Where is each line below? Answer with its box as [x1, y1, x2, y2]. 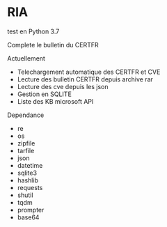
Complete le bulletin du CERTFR [7, 40, 99, 49]
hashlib [17, 175, 38, 185]
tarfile [17, 146, 35, 155]
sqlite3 [17, 169, 37, 177]
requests [17, 183, 43, 191]
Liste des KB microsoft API [17, 97, 94, 105]
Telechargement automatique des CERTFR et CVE [17, 68, 161, 76]
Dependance [7, 111, 45, 119]
